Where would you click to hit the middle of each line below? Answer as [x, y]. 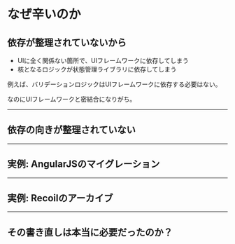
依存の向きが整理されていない [72, 130]
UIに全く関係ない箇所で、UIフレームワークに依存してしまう [103, 61]
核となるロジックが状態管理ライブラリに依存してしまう [97, 69]
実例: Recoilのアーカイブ [60, 198]
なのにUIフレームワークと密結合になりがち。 [72, 99]
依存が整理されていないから [67, 42]
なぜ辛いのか [44, 14]
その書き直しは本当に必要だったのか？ [90, 232]
